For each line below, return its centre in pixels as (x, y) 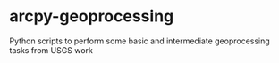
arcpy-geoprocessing (92, 16)
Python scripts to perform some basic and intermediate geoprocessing (139, 41)
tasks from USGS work (51, 50)
